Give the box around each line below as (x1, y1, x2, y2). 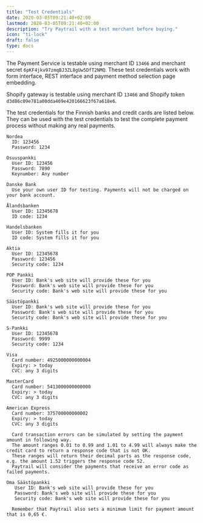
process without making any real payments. (6, 122, 115, 129)
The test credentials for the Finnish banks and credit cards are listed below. (6, 109, 195, 116)
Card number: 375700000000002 (12, 410, 88, 417)
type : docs (6, 43, 34, 49)
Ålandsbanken (6, 203, 40, 209)
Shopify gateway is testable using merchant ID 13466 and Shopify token (6, 91, 185, 98)
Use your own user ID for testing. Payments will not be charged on (12, 187, 189, 193)
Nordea (6, 133, 23, 140)
